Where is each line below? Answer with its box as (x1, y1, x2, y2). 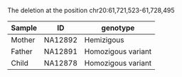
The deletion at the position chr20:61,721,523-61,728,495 (7, 6, 176, 14)
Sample (11, 23, 38, 33)
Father (11, 46, 33, 56)
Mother (11, 35, 36, 45)
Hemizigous (84, 35, 124, 45)
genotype (101, 23, 135, 33)
